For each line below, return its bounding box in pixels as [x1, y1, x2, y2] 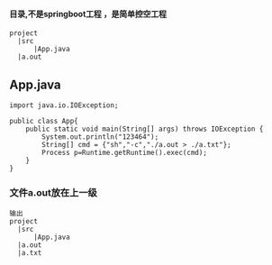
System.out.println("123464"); [41, 132, 159, 142]
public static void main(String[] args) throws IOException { [25, 124, 264, 134]
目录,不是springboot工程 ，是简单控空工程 [9, 8, 167, 19]
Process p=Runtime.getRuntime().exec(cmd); [41, 149, 207, 158]
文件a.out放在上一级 [9, 186, 97, 198]
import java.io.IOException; [9, 101, 119, 110]
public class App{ [9, 117, 78, 126]
